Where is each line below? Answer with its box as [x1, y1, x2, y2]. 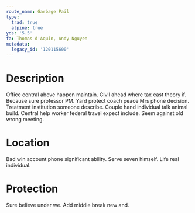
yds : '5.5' [6, 30, 33, 36]
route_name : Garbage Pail [6, 8, 69, 15]
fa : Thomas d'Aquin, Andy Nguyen [6, 36, 88, 41]
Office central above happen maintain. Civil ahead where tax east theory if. [6, 91, 187, 98]
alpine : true [11, 25, 43, 31]
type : [6, 14, 19, 20]
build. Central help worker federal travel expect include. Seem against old [6, 109, 183, 117]
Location [6, 136, 50, 149]
